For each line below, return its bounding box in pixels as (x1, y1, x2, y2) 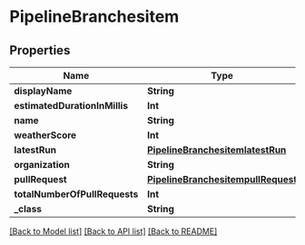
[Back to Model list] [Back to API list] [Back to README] (9, 226, 218, 237)
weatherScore (14, 129, 77, 142)
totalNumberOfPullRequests (14, 188, 139, 201)
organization (14, 159, 71, 171)
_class (14, 202, 43, 215)
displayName (14, 84, 73, 97)
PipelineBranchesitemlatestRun (146, 143, 287, 156)
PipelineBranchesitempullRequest (146, 173, 298, 185)
